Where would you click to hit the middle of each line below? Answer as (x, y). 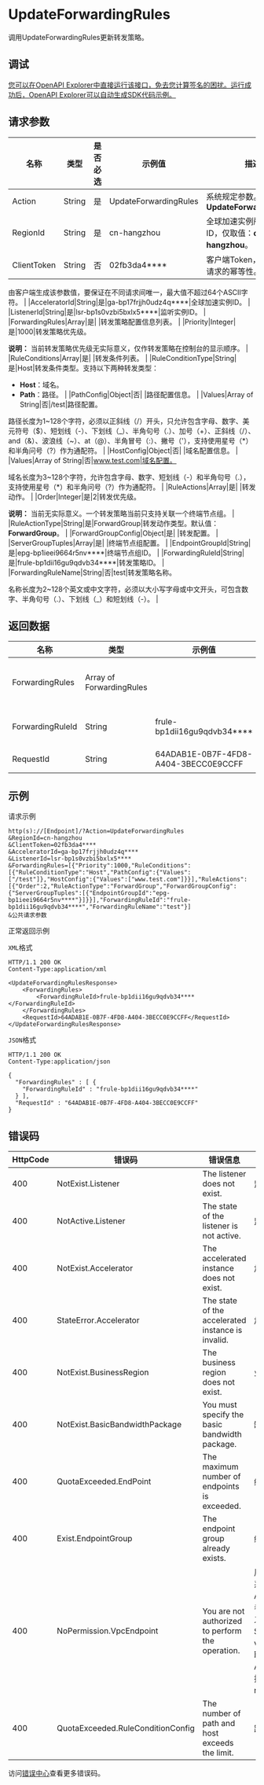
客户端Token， (233, 259)
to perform (222, 1631)
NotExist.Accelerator (95, 1268)
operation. (221, 1651)
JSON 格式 (22, 1040)
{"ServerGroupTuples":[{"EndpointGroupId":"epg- (89, 893)
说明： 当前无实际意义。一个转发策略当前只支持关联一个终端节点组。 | (121, 513)
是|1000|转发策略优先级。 (49, 331)
